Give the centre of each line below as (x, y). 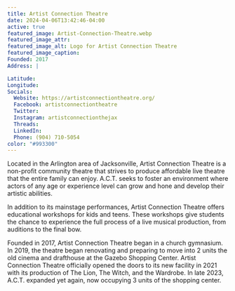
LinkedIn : (28, 130)
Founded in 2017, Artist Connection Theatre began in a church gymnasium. (115, 243)
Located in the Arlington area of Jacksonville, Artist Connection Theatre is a (117, 164)
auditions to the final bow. (45, 229)
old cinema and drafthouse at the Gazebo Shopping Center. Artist (102, 258)
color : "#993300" (33, 144)
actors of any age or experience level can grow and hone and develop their (116, 186)
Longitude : (23, 85)
